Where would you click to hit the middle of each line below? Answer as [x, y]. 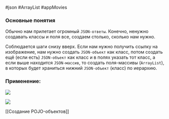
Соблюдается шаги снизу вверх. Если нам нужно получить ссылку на [81, 47]
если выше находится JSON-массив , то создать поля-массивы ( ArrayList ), [85, 63]
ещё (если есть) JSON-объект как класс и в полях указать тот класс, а [80, 57]
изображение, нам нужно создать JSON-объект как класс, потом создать [84, 52]
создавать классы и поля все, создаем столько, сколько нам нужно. [80, 37]
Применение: [23, 82]
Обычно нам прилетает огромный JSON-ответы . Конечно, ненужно [77, 31]
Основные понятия [30, 20]
